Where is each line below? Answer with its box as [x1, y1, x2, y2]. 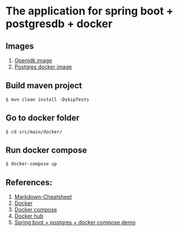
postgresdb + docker [5, 17, 112, 31]
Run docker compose [5, 145, 87, 156]
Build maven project [5, 81, 82, 91]
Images [5, 41, 34, 51]
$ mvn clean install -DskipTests [5, 96, 90, 103]
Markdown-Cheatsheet [14, 194, 72, 201]
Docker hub [14, 212, 44, 220]
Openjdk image [14, 57, 52, 64]
